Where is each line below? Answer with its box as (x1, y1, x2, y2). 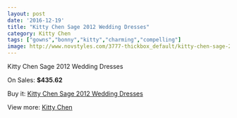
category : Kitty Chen (7, 29, 71, 37)
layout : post (7, 10, 46, 18)
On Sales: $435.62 (7, 76, 63, 84)
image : (7, 43, 27, 50)
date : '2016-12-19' (7, 17, 65, 24)
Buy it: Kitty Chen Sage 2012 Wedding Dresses (7, 89, 143, 98)
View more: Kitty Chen (7, 103, 73, 111)
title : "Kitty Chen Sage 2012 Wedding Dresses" (7, 23, 150, 30)
